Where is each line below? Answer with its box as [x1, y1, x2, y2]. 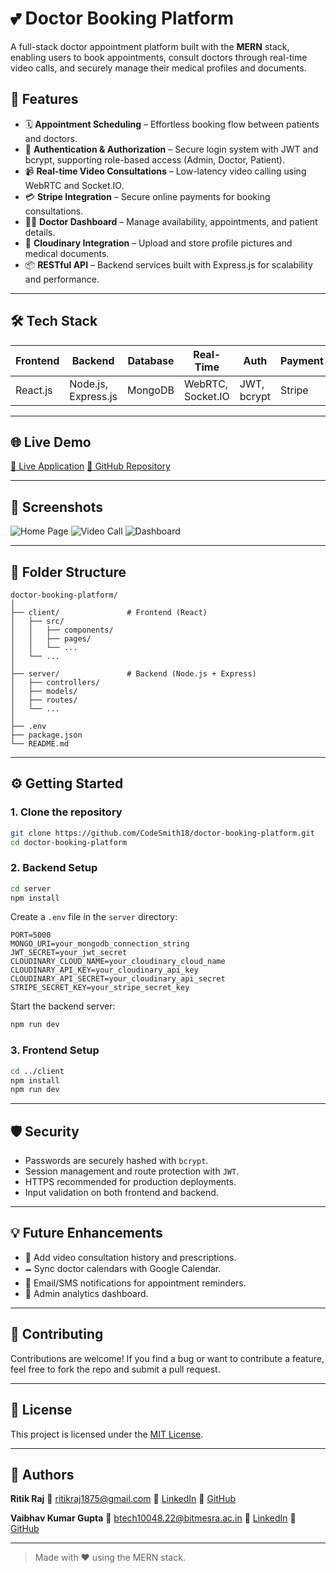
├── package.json [10, 730, 83, 740]
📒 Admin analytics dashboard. [24, 1287, 149, 1299]
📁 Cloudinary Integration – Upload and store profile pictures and [24, 237, 293, 249]
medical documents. [24, 247, 110, 259]
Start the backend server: [10, 1000, 116, 1012]
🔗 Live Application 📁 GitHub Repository [10, 460, 171, 472]
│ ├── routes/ [10, 695, 78, 705]
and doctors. [24, 132, 78, 144]
